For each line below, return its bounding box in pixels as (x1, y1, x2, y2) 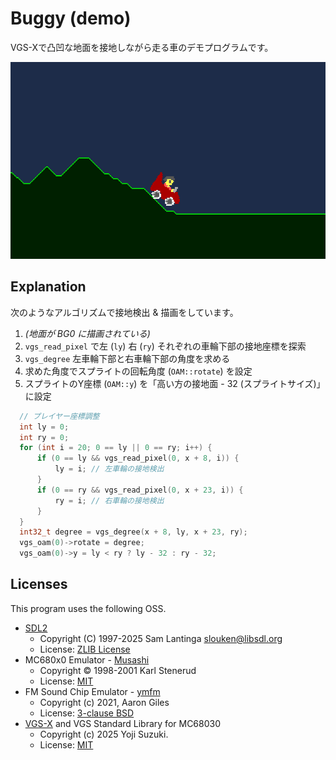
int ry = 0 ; (19, 432, 70, 442)
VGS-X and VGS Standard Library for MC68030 (24, 717, 222, 729)
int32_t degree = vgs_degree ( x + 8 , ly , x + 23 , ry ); (19, 527, 248, 537)
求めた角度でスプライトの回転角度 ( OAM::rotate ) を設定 (24, 365, 253, 377)
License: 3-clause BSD (39, 707, 135, 719)
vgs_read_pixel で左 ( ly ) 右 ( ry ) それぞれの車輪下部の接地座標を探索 (24, 340, 307, 352)
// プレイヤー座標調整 (19, 411, 100, 421)
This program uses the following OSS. (10, 602, 167, 614)
